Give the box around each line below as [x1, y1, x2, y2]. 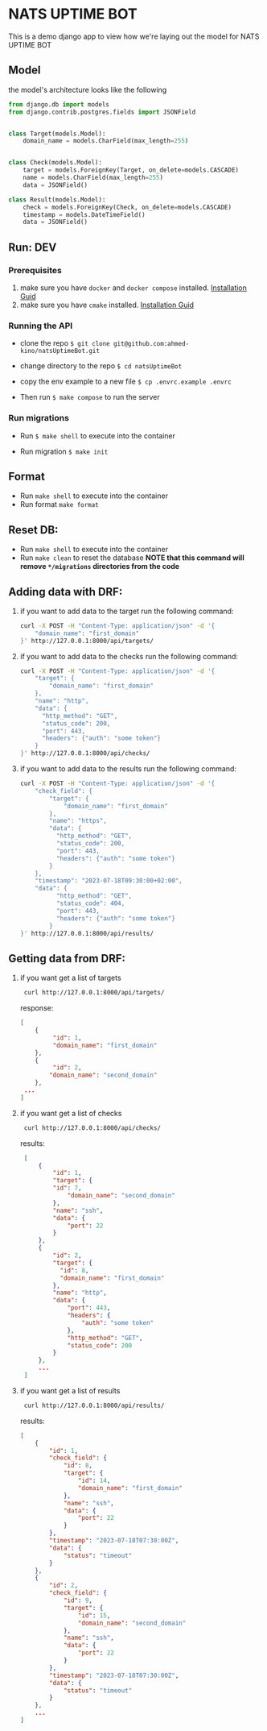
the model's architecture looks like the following [8, 85, 167, 94]
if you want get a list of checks [19, 1108, 122, 1118]
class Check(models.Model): [8, 159, 103, 167]
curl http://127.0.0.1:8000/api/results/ [23, 1401, 165, 1409]
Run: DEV [8, 240, 57, 254]
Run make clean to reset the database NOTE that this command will [19, 553, 244, 562]
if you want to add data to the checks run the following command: [19, 651, 239, 661]
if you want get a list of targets [19, 973, 122, 983]
